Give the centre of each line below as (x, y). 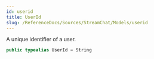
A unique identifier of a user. (41, 40)
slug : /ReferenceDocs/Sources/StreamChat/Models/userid (77, 22)
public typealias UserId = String (49, 50)
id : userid (20, 12)
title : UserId (24, 17)
